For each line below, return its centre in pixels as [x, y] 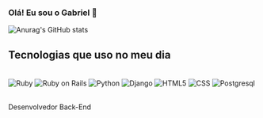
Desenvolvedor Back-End [50, 107]
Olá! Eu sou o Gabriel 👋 [53, 13]
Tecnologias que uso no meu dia [90, 55]
